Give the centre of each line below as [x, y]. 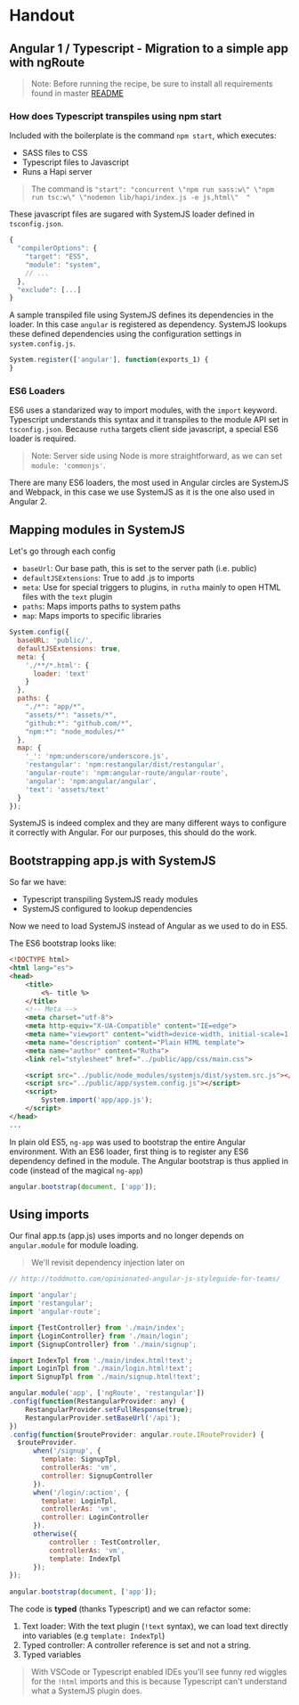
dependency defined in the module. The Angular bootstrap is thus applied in [149, 1160]
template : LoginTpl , [79, 1501]
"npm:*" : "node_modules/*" [75, 732]
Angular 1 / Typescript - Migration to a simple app [149, 49]
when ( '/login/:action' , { [81, 1492]
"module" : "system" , [63, 265]
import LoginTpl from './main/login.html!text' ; [101, 1369]
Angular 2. [28, 502]
